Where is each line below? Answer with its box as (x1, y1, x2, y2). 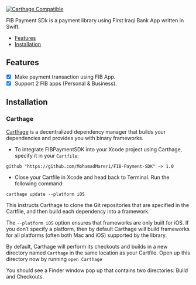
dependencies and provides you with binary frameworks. (6, 134, 144, 141)
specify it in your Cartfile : (14, 152, 79, 159)
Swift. (6, 23, 20, 30)
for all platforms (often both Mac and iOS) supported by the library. (6, 232, 167, 239)
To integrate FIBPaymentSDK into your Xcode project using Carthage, (14, 145, 183, 152)
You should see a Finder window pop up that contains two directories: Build (6, 267, 188, 274)
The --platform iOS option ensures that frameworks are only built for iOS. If (6, 219, 189, 226)
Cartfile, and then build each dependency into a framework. (6, 208, 150, 215)
